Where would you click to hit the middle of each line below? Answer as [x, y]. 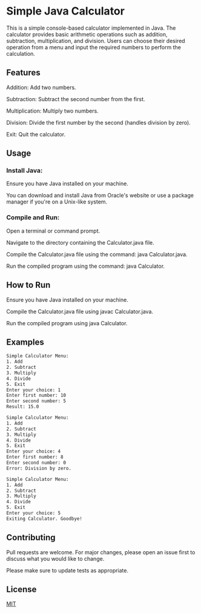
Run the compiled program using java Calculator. [67, 323]
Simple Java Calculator [66, 11]
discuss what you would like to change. [55, 558]
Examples [25, 342]
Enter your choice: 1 [34, 390]
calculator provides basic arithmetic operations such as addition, [87, 34]
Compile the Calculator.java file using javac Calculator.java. [80, 311]
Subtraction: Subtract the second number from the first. [76, 99]
